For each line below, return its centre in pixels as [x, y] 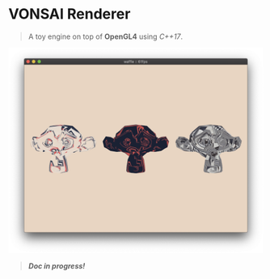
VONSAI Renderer [70, 14]
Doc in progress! [57, 266]
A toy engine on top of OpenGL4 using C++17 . [105, 36]
